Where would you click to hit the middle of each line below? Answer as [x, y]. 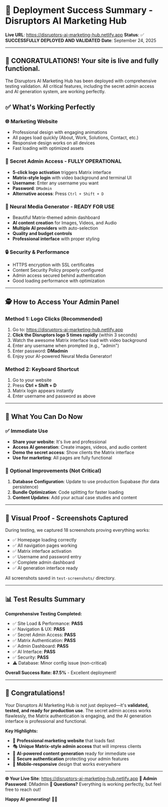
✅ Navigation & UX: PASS [39, 629]
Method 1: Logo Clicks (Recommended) [54, 319]
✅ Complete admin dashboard [43, 562]
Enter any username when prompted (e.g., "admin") [66, 346]
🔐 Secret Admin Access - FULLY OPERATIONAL [63, 161]
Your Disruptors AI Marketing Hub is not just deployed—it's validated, [77, 705]
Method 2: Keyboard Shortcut [42, 369]
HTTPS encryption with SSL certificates [53, 265]
